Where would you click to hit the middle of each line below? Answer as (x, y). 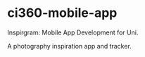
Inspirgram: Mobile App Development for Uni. (73, 32)
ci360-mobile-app (62, 13)
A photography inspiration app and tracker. (69, 46)
